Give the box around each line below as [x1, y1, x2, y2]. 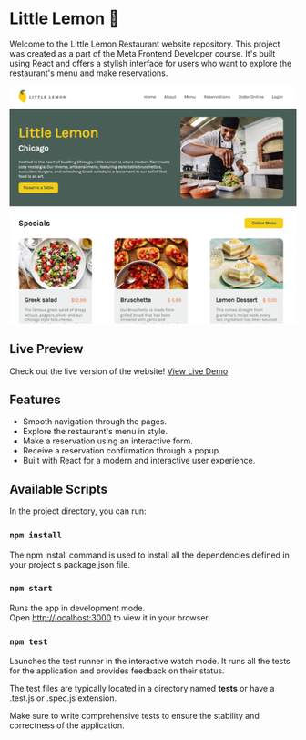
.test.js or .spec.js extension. [9, 693, 117, 704]
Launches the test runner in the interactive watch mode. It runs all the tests [9, 656, 291, 667]
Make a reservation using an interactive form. [22, 435, 193, 446]
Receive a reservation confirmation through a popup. [22, 445, 221, 456]
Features [9, 392, 61, 408]
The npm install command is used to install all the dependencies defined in [9, 549, 290, 560]
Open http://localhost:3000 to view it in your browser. [9, 611, 211, 623]
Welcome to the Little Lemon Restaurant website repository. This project [9, 38, 280, 49]
